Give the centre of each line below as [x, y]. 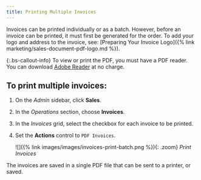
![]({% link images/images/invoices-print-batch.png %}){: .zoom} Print [103, 147]
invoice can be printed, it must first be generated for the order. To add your [100, 35]
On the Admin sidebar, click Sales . [58, 100]
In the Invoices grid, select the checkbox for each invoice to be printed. [104, 124]
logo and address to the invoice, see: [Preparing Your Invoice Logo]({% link [101, 42]
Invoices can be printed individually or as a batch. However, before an [94, 29]
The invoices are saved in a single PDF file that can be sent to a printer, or [99, 165]
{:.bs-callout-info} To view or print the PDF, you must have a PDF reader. [97, 60]
